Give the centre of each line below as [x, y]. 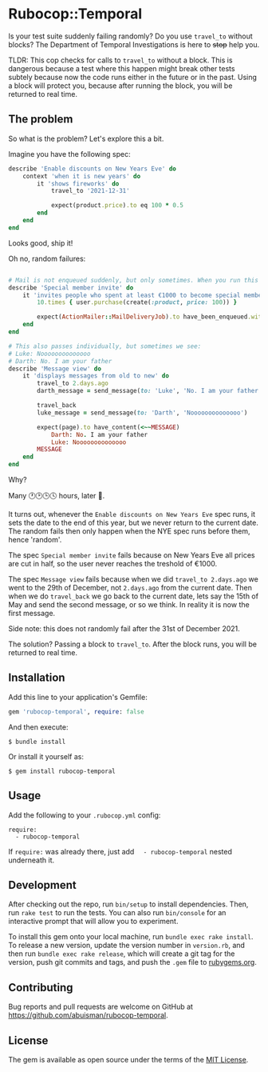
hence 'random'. [35, 540]
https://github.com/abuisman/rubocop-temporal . [89, 1015]
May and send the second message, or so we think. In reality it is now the [129, 604]
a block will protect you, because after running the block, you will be [120, 86]
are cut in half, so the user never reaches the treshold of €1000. [113, 564]
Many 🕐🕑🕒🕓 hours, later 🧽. [57, 496]
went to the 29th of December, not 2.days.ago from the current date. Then [130, 588]
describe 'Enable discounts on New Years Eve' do [93, 169]
